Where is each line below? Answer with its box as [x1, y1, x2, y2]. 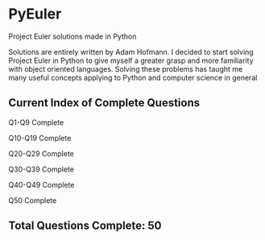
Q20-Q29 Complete [8, 148, 74, 158]
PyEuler [8, 5, 62, 23]
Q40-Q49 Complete [8, 180, 75, 189]
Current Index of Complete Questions [8, 96, 200, 110]
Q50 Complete [8, 195, 57, 205]
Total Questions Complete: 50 [8, 219, 162, 233]
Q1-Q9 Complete [8, 118, 64, 127]
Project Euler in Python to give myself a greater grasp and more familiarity [8, 56, 254, 65]
